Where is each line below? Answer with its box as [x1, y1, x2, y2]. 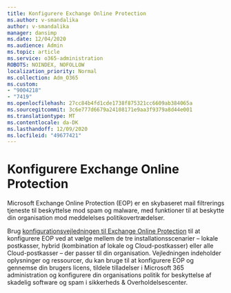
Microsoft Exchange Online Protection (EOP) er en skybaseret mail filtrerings [7, 199, 225, 208]
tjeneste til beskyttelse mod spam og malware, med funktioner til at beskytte [7, 206, 225, 214]
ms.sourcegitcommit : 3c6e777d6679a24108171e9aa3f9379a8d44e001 [7, 106, 193, 113]
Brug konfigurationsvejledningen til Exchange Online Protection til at [7, 227, 201, 235]
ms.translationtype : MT [7, 112, 76, 119]
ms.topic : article [7, 49, 60, 56]
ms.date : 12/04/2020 [7, 36, 67, 43]
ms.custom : [7, 81, 39, 88]
